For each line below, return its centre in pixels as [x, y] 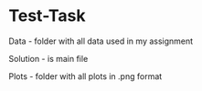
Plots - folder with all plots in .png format [85, 76]
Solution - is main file [48, 58]
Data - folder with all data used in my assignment [101, 41]
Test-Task [47, 16]
